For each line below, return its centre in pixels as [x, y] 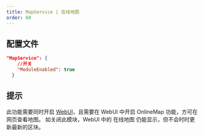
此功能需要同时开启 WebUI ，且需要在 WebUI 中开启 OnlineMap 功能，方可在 [102, 112]
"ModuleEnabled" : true [46, 70]
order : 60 [19, 18]
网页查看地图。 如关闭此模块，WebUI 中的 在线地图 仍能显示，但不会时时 [98, 119]
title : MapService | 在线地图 [43, 12]
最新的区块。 [27, 127]
